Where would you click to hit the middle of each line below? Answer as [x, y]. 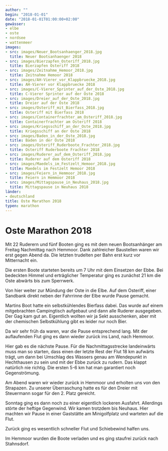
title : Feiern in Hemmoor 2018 [42, 178]
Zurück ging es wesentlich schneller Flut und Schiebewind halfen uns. [77, 429]
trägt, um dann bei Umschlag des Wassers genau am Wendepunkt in [76, 357]
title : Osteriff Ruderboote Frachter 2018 [55, 150]
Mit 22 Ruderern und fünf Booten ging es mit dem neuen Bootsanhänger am [84, 244]
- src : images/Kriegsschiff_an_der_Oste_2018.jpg [58, 126]
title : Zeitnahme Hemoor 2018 [41, 75]
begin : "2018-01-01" [27, 15]
